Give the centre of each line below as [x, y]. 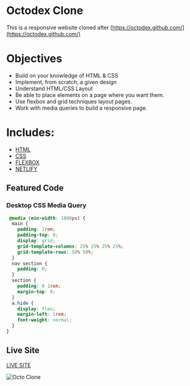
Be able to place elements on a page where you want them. [90, 95]
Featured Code [35, 188]
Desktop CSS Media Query [47, 206]
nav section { [30, 263]
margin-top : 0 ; [37, 291]
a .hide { [23, 303]
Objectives [34, 59]
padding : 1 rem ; [37, 229]
